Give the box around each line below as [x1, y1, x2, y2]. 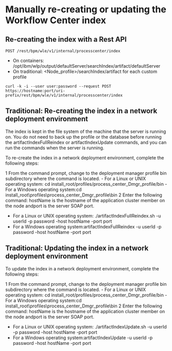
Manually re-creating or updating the [5, 4, 167, 15]
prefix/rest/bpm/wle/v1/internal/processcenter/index [5, 93, 123, 98]
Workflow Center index [5, 14, 106, 26]
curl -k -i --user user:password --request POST [5, 84, 111, 89]
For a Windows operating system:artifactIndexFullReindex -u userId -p [12, 223, 162, 229]
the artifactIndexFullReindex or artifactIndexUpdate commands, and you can [5, 139, 167, 145]
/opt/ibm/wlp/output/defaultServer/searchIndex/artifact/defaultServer [12, 63, 161, 69]
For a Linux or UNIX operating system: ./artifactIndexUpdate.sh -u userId [12, 323, 167, 329]
